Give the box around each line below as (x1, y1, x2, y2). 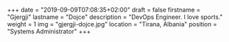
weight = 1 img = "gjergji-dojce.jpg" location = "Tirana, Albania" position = (7, 20, 218, 28)
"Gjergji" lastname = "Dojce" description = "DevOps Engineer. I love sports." (7, 13, 223, 21)
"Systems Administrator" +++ (7, 27, 91, 35)
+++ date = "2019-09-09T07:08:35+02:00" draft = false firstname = (7, 6, 201, 14)
